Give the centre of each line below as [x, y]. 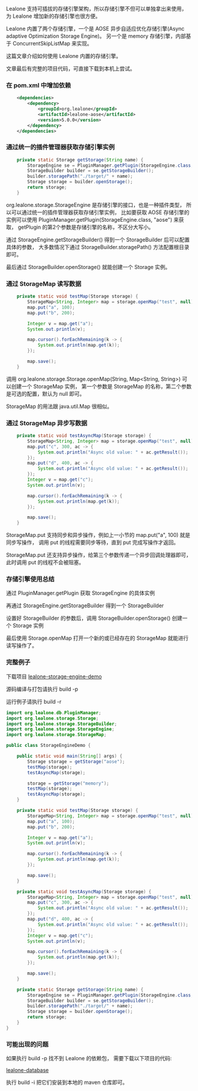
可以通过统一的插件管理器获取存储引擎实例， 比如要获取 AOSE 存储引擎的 [100, 212]
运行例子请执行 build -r [34, 701]
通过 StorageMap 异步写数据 [47, 423]
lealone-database [27, 1070]
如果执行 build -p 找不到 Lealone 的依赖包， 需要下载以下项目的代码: [89, 1058]
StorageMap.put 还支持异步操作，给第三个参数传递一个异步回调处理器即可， [99, 555]
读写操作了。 [22, 646]
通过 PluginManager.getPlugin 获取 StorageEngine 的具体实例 [80, 593]
